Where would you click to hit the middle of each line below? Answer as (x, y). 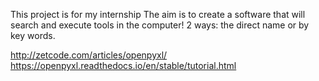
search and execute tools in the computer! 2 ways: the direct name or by (160, 25)
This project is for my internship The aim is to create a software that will (158, 14)
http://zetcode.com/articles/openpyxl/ (89, 55)
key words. (33, 35)
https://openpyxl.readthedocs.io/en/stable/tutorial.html (123, 65)
